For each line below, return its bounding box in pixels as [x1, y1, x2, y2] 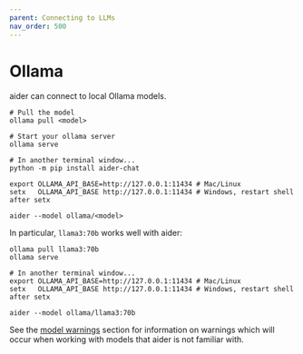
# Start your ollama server [9, 133, 116, 142]
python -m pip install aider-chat [9, 164, 141, 173]
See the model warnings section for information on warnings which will [9, 324, 275, 336]
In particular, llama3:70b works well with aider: [9, 228, 183, 239]
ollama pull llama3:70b [9, 245, 100, 254]
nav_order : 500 [9, 22, 67, 31]
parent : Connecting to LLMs [9, 13, 116, 23]
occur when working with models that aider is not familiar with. [9, 334, 245, 345]
